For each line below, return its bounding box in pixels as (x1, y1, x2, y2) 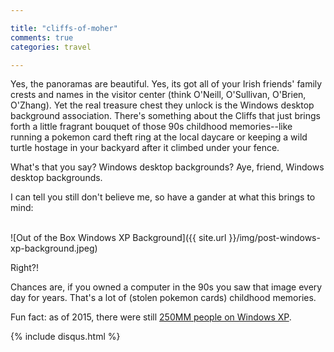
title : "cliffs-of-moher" (10, 23, 118, 33)
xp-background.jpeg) (10, 242, 98, 255)
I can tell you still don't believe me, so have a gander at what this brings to (10, 191, 316, 203)
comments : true (10, 32, 74, 43)
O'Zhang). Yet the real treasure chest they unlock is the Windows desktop (10, 99, 315, 111)
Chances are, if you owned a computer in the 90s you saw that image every (10, 281, 323, 293)
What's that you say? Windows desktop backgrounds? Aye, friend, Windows (10, 161, 325, 173)
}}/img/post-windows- (228, 232, 321, 244)
